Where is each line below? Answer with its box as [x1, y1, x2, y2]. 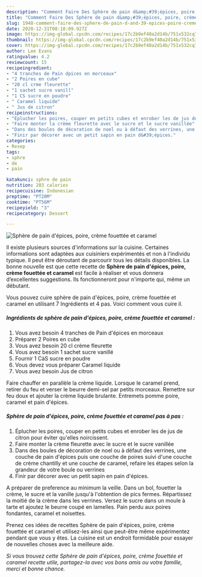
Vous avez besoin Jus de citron [14, 368, 93, 375]
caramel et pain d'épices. [6, 399, 69, 406]
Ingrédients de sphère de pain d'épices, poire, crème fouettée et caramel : [6, 314, 195, 321]
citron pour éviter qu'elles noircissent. [14, 434, 109, 441]
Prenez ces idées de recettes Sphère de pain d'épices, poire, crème [6, 522, 175, 529]
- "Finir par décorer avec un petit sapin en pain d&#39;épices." [6, 132, 176, 139]
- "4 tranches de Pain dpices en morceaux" [6, 71, 117, 77]
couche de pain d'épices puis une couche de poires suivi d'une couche [14, 453, 192, 461]
